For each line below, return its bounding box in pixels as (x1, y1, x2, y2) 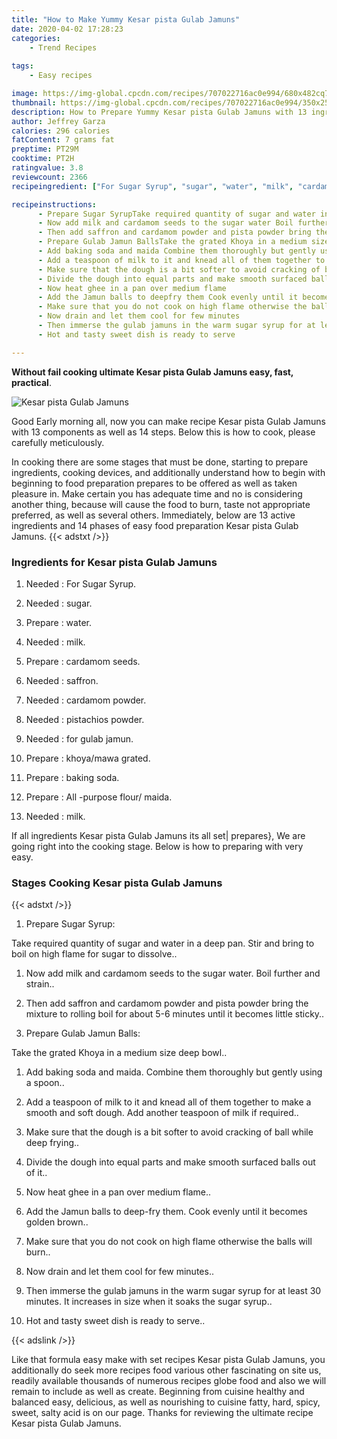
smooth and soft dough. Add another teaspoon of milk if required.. (25, 1107, 299, 1119)
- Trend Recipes (29, 42, 98, 53)
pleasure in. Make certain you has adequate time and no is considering (11, 487, 303, 500)
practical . (11, 376, 52, 388)
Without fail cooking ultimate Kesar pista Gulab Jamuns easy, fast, (11, 366, 294, 378)
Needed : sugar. (25, 597, 93, 609)
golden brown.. (25, 1216, 89, 1228)
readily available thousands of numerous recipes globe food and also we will (11, 1375, 327, 1387)
